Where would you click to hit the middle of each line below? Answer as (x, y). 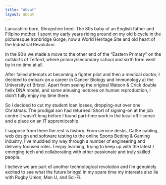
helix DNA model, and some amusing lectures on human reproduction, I (78, 90)
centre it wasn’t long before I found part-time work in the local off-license (80, 115)
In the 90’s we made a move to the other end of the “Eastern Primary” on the (83, 54)
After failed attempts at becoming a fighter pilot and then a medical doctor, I (83, 74)
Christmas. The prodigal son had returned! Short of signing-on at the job (79, 110)
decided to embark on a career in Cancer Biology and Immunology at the (80, 80)
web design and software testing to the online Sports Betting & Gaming (78, 136)
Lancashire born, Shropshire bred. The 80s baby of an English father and (80, 28)
